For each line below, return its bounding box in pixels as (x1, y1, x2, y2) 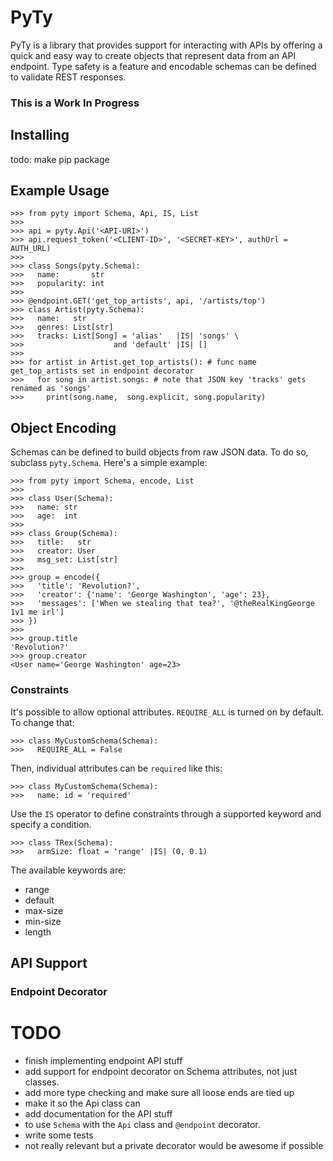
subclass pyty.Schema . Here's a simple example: (10, 457, 208, 469)
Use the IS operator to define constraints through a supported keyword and (10, 807, 322, 820)
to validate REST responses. (10, 71, 127, 83)
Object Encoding (10, 419, 117, 436)
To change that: (10, 716, 75, 728)
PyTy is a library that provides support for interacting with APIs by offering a (10, 39, 323, 51)
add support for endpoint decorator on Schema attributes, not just (24, 1065, 298, 1077)
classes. (24, 1076, 60, 1088)
